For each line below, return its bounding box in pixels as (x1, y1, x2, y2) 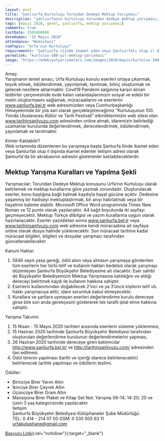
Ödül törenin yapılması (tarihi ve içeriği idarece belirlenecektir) (12, 355, 138, 361)
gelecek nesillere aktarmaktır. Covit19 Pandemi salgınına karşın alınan (5, 87, 146, 92)
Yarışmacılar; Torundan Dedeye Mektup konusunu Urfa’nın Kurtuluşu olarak (5, 181, 158, 187)
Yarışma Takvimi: (5, 314, 40, 320)
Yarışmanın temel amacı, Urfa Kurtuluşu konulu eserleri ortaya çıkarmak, (5, 76, 151, 82)
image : (5, 58, 19, 62)
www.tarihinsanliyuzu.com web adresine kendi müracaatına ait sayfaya (5, 223, 149, 229)
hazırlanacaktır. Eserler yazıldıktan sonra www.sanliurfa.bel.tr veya (5, 217, 140, 224)
